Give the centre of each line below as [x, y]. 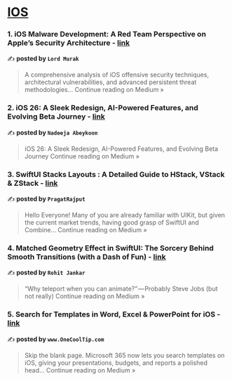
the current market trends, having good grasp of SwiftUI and [112, 222]
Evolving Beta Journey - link [56, 116]
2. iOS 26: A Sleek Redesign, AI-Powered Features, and [103, 108]
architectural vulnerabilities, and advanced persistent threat [110, 82]
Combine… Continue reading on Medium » [86, 230]
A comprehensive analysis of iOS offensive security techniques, [116, 75]
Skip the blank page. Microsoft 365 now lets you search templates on [124, 355]
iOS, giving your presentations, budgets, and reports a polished [116, 363]
